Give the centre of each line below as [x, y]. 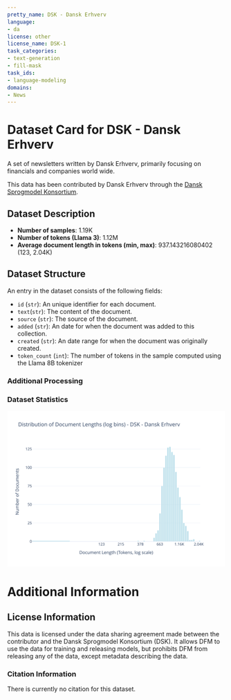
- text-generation [34, 59]
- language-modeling [37, 80]
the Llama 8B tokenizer [50, 362]
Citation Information [42, 674]
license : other [29, 37]
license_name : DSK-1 [37, 44]
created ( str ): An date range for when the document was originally [112, 341]
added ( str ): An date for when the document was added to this [106, 326]
